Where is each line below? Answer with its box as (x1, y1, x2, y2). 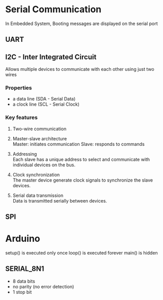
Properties (5, 84, 32, 91)
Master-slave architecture (12, 135, 67, 141)
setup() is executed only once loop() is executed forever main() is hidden (5, 250, 158, 256)
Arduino (5, 233, 40, 244)
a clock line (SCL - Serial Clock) (12, 101, 80, 108)
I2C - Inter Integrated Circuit (5, 53, 97, 61)
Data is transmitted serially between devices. (12, 197, 107, 204)
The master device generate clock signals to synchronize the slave (12, 177, 153, 183)
